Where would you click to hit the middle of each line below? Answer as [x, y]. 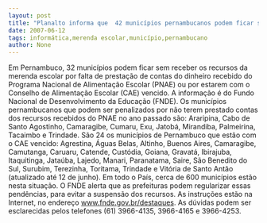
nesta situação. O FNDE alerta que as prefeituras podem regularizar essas [130, 186]
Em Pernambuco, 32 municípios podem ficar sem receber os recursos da [128, 67]
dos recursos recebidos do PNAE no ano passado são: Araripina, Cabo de [129, 118]
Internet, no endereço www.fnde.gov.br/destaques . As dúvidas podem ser [130, 202]
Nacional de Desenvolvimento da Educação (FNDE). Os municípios [118, 102]
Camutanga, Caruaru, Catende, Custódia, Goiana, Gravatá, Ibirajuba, [120, 152]
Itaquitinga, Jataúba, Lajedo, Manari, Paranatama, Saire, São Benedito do [128, 160]
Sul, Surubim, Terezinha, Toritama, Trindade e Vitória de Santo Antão [121, 169]
